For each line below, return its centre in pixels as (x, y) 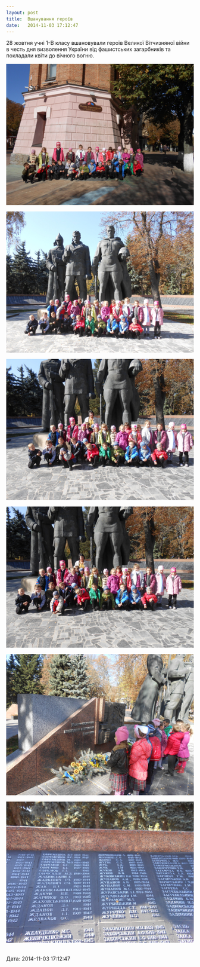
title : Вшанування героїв (40, 19)
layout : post (22, 13)
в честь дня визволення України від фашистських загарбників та (88, 49)
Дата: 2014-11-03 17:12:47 (38, 959)
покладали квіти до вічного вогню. (50, 56)
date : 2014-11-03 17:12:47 (42, 25)
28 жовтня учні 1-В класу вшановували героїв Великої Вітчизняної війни (98, 43)
